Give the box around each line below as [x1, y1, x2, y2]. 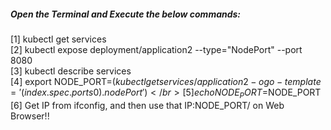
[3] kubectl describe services [10, 65, 132, 77]
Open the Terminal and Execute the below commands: [10, 8, 242, 20]
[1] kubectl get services [10, 33, 107, 45]
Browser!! [10, 110, 50, 122]
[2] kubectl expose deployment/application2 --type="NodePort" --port [10, 43, 303, 55]
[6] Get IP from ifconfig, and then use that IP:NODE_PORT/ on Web [10, 99, 285, 111]
